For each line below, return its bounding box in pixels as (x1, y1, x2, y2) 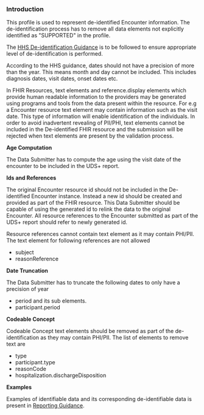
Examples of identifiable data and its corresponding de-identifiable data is (6, 395, 192, 403)
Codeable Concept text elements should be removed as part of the (6, 328, 174, 335)
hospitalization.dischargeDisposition (15, 372, 107, 379)
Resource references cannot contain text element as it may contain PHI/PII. (6, 230, 195, 238)
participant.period (15, 304, 61, 311)
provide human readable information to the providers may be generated (6, 94, 186, 101)
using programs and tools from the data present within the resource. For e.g (6, 100, 197, 107)
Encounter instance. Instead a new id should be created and (31, 193, 182, 200)
